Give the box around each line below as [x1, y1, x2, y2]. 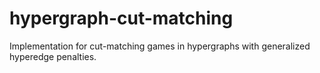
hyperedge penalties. [9, 50, 97, 62]
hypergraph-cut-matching [9, 7, 234, 30]
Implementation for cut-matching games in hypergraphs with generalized [9, 40, 311, 52]
